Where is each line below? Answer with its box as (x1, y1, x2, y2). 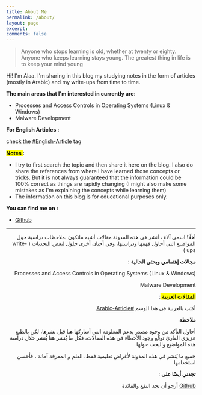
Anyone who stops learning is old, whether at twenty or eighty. (20, 47, 177, 55)
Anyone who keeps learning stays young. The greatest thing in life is (20, 54, 191, 61)
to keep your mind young (20, 61, 83, 68)
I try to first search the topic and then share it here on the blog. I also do (14, 161, 194, 168)
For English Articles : (6, 126, 60, 133)
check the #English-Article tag (6, 138, 82, 145)
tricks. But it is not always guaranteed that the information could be (14, 174, 182, 181)
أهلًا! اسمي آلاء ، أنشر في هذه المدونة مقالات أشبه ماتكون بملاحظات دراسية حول (17, 234, 196, 241)
